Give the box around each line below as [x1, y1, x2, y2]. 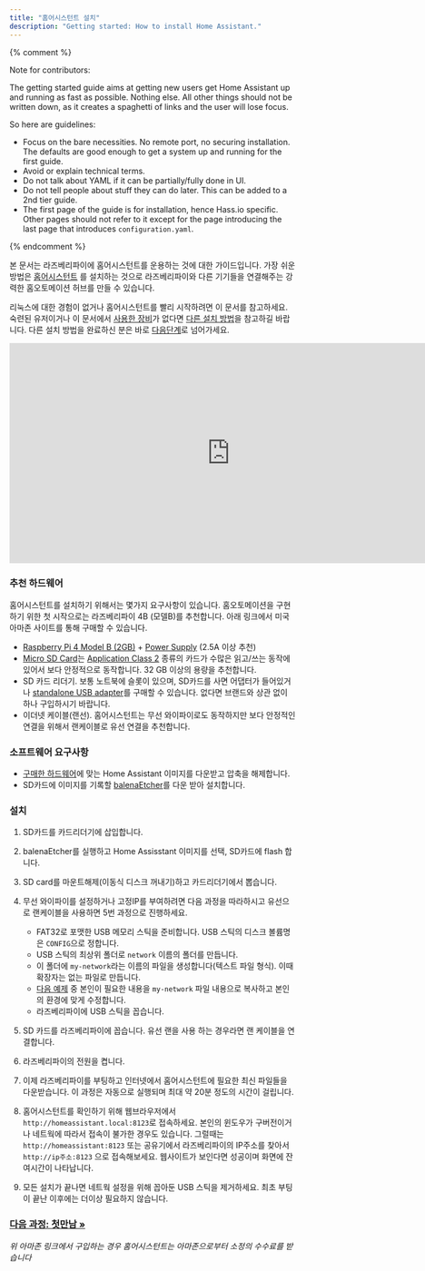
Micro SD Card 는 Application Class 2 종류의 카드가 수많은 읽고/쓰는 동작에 [22, 653, 291, 664]
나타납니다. [54, 1163, 94, 1174]
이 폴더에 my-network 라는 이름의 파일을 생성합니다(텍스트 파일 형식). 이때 [35, 961, 293, 971]
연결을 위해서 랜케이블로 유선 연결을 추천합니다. [22, 721, 191, 732]
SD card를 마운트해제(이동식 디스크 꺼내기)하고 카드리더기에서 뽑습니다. [22, 877, 277, 888]
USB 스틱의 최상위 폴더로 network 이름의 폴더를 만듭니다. [35, 950, 239, 961]
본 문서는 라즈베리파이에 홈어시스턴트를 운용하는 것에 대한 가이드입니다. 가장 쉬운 [9, 260, 296, 271]
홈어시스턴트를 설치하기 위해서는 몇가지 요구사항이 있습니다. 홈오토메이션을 [9, 599, 274, 610]
